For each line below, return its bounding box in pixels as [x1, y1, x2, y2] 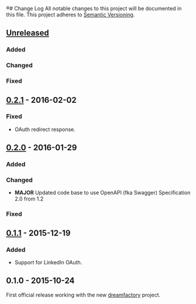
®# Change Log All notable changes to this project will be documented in [6, 5, 182, 12]
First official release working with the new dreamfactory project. [6, 291, 161, 298]
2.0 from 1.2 [14, 195, 44, 202]
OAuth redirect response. [14, 126, 76, 133]
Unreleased [6, 28, 50, 38]
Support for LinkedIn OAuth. [14, 259, 82, 266]
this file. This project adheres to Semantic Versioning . [6, 11, 135, 18]
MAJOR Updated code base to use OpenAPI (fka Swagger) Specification [14, 189, 191, 196]
